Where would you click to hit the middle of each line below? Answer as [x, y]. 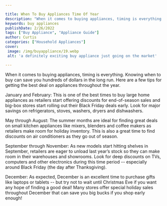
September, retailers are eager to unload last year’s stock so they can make [83, 151]
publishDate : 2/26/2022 [30, 28]
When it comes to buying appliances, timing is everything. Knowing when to [83, 74]
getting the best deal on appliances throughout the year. [63, 85]
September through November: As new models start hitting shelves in [77, 146]
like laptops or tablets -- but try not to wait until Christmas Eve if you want [81, 182]
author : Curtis [21, 37]
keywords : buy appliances [32, 23]
